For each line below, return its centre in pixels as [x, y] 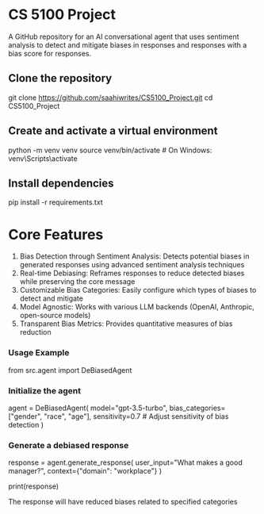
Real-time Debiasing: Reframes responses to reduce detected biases [132, 273]
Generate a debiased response [69, 445]
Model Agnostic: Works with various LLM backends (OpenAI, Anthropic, [137, 307]
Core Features [56, 234]
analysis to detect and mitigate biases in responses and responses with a [128, 44]
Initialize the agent [45, 390]
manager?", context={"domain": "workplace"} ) [85, 471]
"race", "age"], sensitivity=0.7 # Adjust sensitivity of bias [136, 416]
